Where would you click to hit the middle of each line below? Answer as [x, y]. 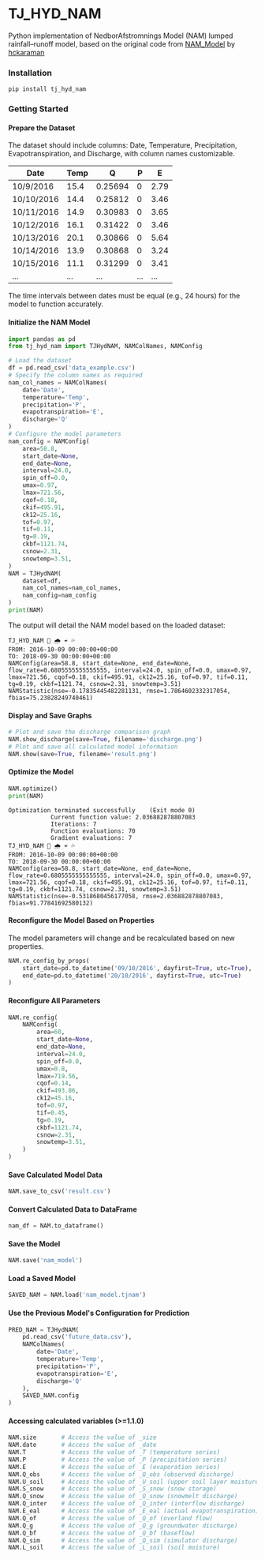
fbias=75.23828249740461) [50, 698]
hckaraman [26, 52]
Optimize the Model [41, 772]
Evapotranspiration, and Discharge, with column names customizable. [121, 154]
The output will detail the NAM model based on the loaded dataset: [117, 625]
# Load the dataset [40, 361]
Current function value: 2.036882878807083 [123, 817]
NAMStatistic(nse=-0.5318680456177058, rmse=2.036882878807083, [116, 896]
